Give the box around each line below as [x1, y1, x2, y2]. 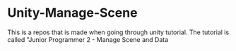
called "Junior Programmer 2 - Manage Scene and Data [7, 35, 168, 43]
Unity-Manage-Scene [7, 5, 138, 21]
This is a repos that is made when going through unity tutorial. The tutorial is [7, 28, 230, 36]
